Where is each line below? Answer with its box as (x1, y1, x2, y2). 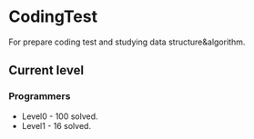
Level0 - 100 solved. (21, 111, 98, 122)
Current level (8, 63, 84, 78)
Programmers (8, 90, 71, 103)
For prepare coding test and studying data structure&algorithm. (8, 36, 246, 47)
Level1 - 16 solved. (21, 120, 92, 131)
